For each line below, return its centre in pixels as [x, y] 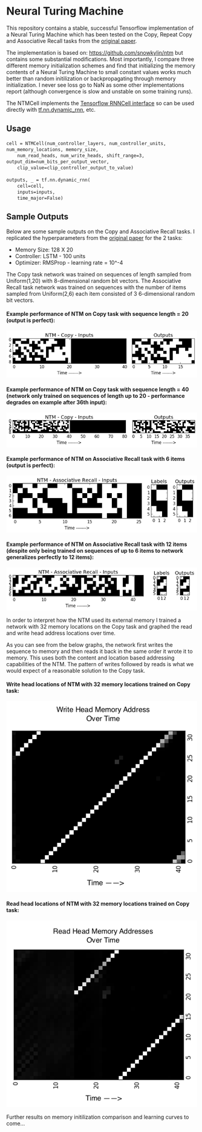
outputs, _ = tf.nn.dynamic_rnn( [48, 180]
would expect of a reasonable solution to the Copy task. [76, 670]
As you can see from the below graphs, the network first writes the [90, 644]
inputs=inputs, [36, 192]
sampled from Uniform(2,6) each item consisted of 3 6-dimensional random [101, 293]
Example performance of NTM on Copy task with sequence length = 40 [98, 389]
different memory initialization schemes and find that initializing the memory [101, 66]
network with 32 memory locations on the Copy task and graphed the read [99, 626]
